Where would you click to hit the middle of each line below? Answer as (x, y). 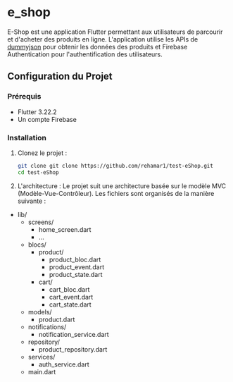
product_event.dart (77, 267)
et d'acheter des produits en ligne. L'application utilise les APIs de (103, 39)
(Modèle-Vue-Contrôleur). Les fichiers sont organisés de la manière (116, 193)
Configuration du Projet (60, 76)
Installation (27, 137)
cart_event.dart (71, 297)
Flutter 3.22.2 (37, 112)
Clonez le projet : (42, 153)
